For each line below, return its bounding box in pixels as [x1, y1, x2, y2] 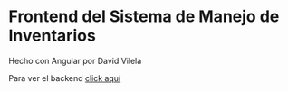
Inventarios [8, 25, 96, 46]
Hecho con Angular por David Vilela [8, 55, 142, 66]
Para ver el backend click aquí [8, 72, 121, 83]
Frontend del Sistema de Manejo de [8, 6, 280, 27]
